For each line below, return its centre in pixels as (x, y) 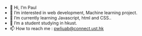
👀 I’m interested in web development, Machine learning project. (73, 13)
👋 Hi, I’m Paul (23, 8)
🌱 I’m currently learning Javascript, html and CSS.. (60, 18)
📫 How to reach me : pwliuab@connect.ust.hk (57, 28)
